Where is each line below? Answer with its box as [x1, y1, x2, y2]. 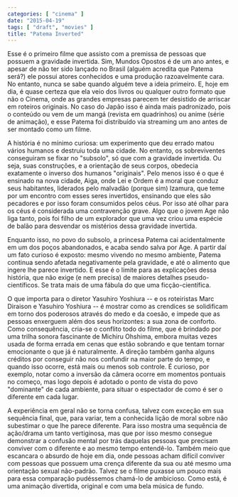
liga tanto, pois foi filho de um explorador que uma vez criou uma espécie [7, 214, 222, 223]
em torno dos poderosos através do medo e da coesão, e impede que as [7, 310, 220, 318]
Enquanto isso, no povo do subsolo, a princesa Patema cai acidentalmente [7, 236, 225, 244]
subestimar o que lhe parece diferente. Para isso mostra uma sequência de [7, 422, 227, 430]
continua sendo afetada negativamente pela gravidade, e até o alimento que [7, 258, 230, 267]
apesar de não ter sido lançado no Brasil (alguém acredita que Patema [7, 65, 213, 73]
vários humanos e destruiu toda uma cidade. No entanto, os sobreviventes [7, 146, 226, 155]
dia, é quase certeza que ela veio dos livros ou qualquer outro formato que [7, 87, 226, 96]
